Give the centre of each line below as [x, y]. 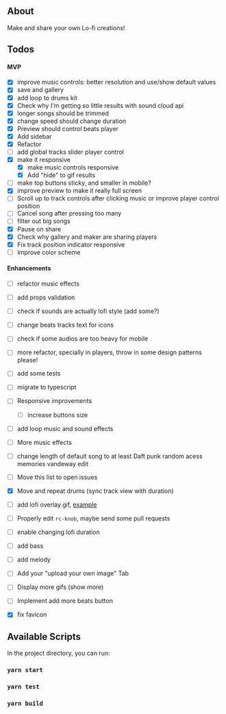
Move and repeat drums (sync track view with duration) [95, 491]
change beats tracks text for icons [65, 325]
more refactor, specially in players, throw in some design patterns [109, 352]
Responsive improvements [54, 401]
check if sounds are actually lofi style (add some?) [88, 311]
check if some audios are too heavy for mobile [83, 338]
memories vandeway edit [53, 463]
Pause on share [39, 229]
